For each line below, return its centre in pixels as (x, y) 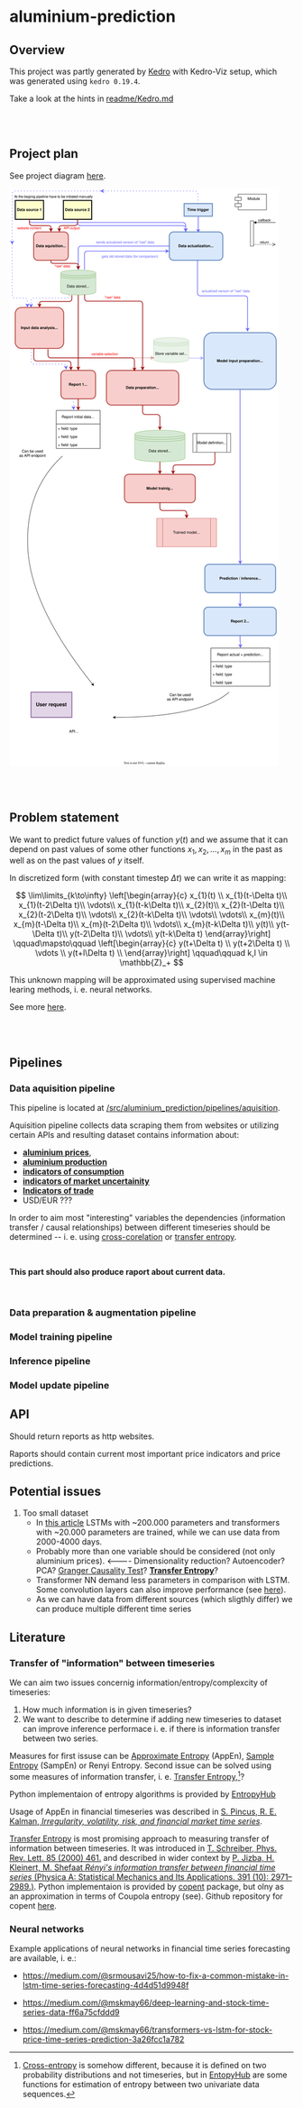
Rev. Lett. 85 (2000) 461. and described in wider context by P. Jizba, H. (142, 1857)
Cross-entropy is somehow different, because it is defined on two (144, 2066)
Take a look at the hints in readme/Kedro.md (92, 98)
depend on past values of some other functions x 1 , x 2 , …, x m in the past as (146, 850)
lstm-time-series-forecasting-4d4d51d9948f (106, 1985)
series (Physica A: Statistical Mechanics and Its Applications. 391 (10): (139, 1876)
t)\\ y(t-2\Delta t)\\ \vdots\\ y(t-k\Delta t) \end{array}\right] (164, 934)
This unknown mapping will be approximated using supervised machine (142, 980)
